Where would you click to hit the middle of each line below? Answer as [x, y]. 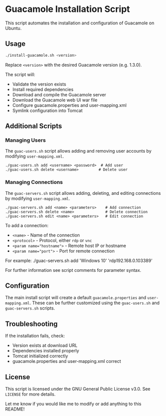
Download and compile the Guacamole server [59, 94]
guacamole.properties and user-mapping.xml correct [67, 361]
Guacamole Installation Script [68, 9]
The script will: [20, 74]
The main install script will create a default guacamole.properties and [76, 298]
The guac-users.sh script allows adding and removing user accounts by [78, 151]
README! [15, 409]
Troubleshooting [32, 324]
